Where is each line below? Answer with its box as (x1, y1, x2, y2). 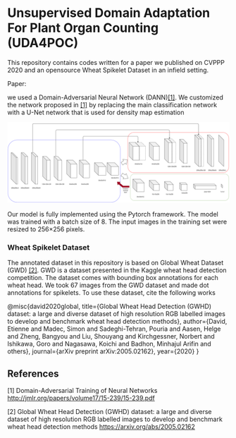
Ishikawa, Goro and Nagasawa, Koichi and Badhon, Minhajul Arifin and (7, 340, 211, 348)
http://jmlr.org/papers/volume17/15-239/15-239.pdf (7, 394, 155, 403)
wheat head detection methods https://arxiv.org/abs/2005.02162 (7, 422, 196, 431)
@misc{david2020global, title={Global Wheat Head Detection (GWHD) (7, 302, 212, 311)
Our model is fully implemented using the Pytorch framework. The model (7, 210, 218, 219)
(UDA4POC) (7, 35, 79, 51)
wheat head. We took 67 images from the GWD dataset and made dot (7, 281, 209, 290)
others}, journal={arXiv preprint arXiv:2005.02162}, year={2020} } (7, 347, 199, 355)
